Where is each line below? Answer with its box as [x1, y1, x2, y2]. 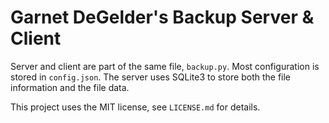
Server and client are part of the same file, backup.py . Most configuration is [10, 60, 320, 72]
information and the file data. [10, 81, 130, 93]
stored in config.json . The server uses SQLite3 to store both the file [10, 71, 292, 83]
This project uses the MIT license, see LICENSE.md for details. [10, 101, 261, 113]
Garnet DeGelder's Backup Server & [10, 6, 315, 29]
